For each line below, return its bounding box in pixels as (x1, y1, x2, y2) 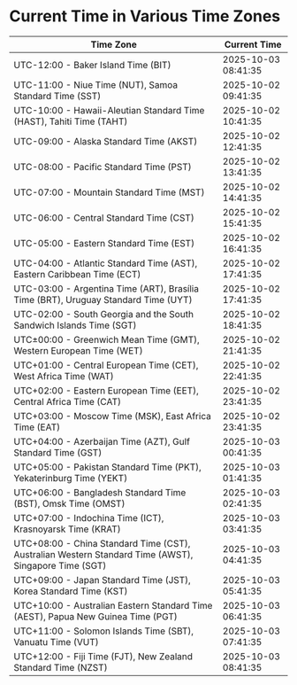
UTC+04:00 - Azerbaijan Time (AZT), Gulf (13, 435, 190, 448)
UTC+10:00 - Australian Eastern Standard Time (13, 599, 213, 611)
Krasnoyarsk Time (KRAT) (13, 523, 121, 535)
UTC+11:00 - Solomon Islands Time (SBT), (13, 625, 194, 637)
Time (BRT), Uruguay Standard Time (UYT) (13, 293, 193, 306)
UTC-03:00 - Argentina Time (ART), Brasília (13, 282, 199, 294)
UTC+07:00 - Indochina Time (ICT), (13, 511, 164, 524)
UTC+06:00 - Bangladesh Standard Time (13, 486, 187, 498)
